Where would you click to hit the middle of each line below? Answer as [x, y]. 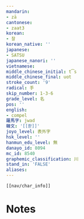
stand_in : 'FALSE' [28, 164]
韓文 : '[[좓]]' [23, 126]
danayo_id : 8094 [26, 148]
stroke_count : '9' [28, 83]
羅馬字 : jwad [20, 121]
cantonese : [19, 22]
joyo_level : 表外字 [28, 132]
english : [17, 110]
